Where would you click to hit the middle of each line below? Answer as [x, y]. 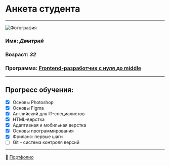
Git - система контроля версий [46, 142]
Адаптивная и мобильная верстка [49, 125]
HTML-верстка [28, 119]
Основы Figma [28, 108]
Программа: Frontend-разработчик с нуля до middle [73, 68]
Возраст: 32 [21, 54]
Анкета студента [43, 9]
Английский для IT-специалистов [49, 114]
